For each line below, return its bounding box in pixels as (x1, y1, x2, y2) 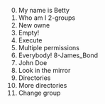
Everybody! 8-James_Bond (18, 51, 99, 59)
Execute (18, 36, 43, 45)
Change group (18, 88, 61, 97)
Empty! (18, 28, 40, 37)
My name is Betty (18, 6, 70, 14)
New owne (18, 21, 50, 29)
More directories (18, 81, 67, 89)
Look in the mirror (18, 67, 71, 74)
